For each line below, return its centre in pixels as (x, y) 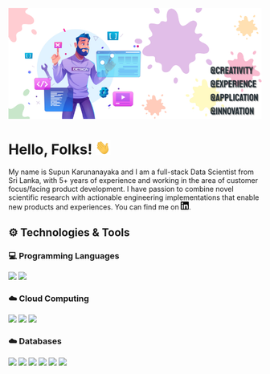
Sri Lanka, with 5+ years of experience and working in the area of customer (133, 181)
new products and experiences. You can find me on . (100, 207)
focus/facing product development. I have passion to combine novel (121, 189)
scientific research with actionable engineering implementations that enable (134, 197)
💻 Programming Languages (64, 255)
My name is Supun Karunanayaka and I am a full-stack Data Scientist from (131, 172)
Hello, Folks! (50, 150)
